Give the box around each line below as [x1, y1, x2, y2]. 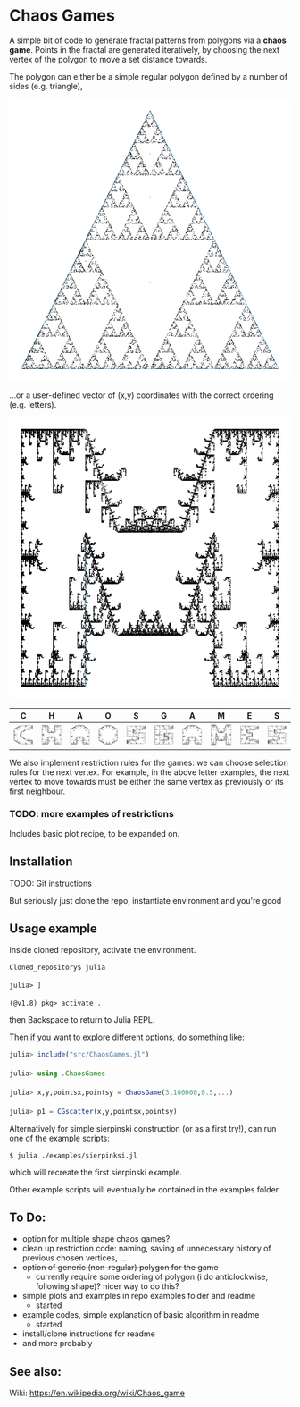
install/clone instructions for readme [21, 1328, 156, 1339]
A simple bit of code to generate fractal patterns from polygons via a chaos [9, 35, 287, 46]
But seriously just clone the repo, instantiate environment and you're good [9, 895, 282, 906]
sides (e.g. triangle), [9, 80, 83, 91]
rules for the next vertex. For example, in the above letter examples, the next [9, 766, 290, 778]
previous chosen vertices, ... [21, 1252, 127, 1263]
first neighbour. [9, 786, 66, 796]
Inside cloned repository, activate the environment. [9, 945, 196, 956]
